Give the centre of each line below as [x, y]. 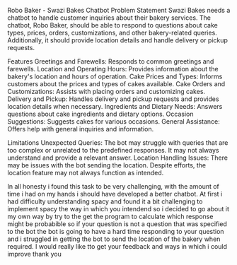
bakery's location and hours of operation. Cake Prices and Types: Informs [115, 76]
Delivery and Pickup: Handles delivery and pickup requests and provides [113, 99]
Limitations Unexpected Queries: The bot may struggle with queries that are [118, 143]
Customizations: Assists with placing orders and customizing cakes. [106, 92]
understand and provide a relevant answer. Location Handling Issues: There [118, 158]
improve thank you [34, 254]
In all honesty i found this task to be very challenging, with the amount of [113, 186]
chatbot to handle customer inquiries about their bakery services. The [109, 18]
